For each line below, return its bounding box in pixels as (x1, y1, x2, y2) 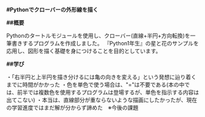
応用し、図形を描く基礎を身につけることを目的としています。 (6, 47, 162, 55)
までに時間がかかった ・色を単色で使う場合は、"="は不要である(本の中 (6, 81, 185, 88)
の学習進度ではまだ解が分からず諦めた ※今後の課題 (6, 104, 139, 111)
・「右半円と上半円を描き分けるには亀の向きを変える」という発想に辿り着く (6, 74, 197, 80)
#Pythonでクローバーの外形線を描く (6, 6, 99, 13)
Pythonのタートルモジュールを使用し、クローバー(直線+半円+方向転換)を (6, 32, 191, 39)
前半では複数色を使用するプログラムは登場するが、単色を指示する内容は (17, 89, 199, 96)
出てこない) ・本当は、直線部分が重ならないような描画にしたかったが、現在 (6, 96, 198, 104)
